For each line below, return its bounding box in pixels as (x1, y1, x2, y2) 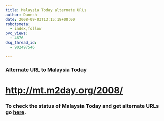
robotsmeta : (5, 21, 30, 27)
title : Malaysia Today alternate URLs (5, 7, 87, 13)
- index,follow (10, 26, 42, 31)
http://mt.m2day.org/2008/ (5, 84, 123, 96)
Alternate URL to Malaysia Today (5, 66, 87, 73)
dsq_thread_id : (5, 40, 37, 45)
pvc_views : (5, 31, 28, 36)
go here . (5, 109, 26, 116)
